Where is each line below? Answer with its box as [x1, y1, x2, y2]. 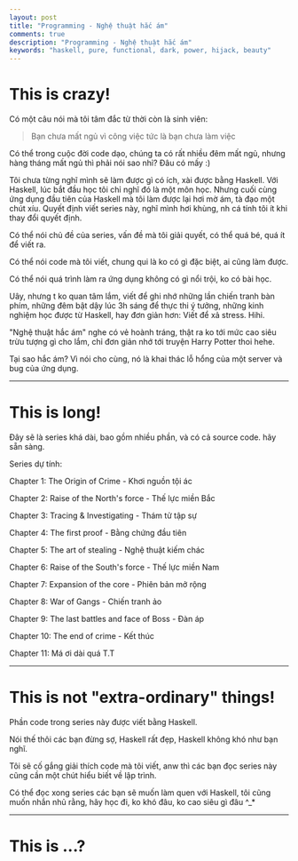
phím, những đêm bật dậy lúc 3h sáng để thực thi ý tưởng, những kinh [9, 300, 264, 311]
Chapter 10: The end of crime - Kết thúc [9, 631, 155, 641]
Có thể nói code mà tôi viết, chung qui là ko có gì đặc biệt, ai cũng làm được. [9, 257, 289, 267]
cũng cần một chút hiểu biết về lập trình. [9, 769, 157, 780]
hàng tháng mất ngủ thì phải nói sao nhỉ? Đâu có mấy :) [9, 157, 211, 169]
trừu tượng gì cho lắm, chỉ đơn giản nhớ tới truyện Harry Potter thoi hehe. [9, 337, 275, 347]
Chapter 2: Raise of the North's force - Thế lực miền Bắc [9, 493, 216, 503]
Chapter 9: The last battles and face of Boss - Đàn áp [9, 614, 205, 624]
